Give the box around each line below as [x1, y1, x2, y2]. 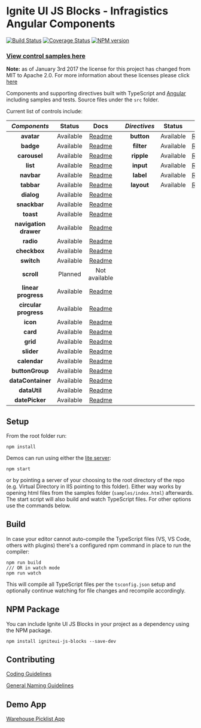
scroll [22, 270, 39, 278]
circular [19, 301, 42, 309]
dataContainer [9, 377, 51, 385]
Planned [58, 270, 82, 278]
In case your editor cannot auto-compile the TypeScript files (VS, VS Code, [6, 535, 191, 542]
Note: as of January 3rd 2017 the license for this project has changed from [6, 65, 191, 73]
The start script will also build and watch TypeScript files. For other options [6, 496, 191, 503]
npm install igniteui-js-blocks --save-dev [6, 638, 117, 644]
